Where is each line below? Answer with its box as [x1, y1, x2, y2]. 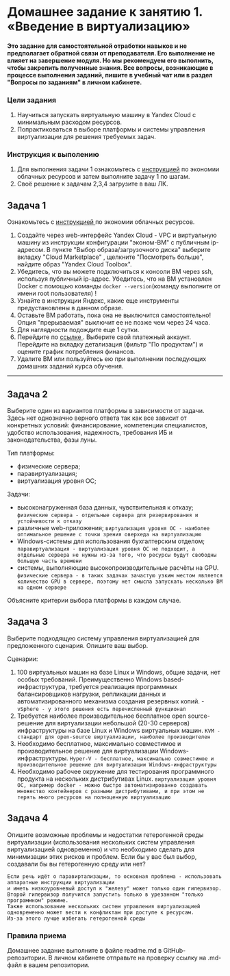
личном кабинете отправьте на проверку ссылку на [53, 953, 207, 962]
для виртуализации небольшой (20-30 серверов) [44, 718, 190, 727]
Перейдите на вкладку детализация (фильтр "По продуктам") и [16, 340, 203, 349]
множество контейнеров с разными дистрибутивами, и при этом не [16, 788, 205, 794]
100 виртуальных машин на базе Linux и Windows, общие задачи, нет [16, 668, 221, 676]
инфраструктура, [16, 682, 68, 690]
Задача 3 [7, 616, 49, 627]
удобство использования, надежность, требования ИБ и [7, 429, 173, 436]
